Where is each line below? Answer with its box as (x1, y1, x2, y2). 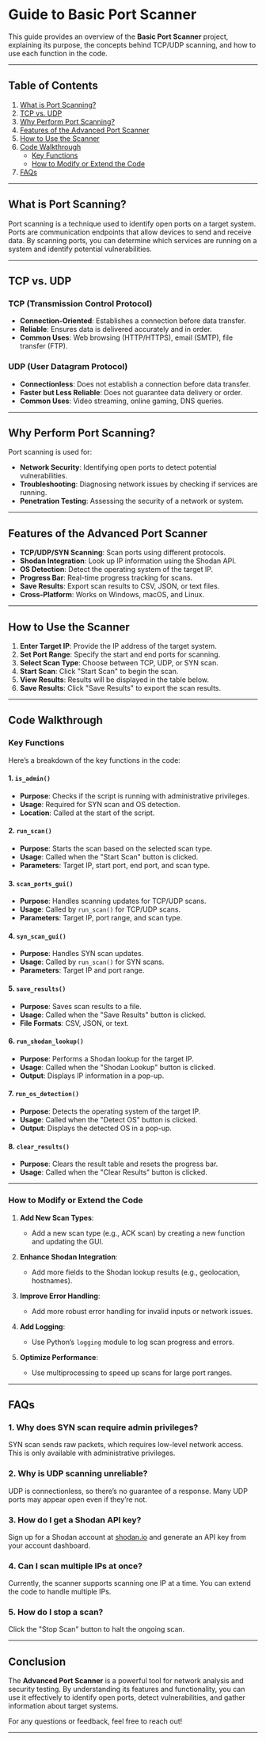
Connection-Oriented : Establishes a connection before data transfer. (19, 316, 246, 326)
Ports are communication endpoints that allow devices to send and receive (8, 227, 252, 237)
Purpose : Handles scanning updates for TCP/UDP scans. (19, 897, 207, 906)
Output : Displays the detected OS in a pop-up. (19, 1123, 173, 1133)
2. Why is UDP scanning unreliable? (8, 1468, 148, 1479)
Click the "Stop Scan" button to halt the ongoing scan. (8, 1625, 185, 1634)
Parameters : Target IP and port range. (19, 966, 145, 975)
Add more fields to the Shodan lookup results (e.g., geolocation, (31, 1267, 241, 1277)
